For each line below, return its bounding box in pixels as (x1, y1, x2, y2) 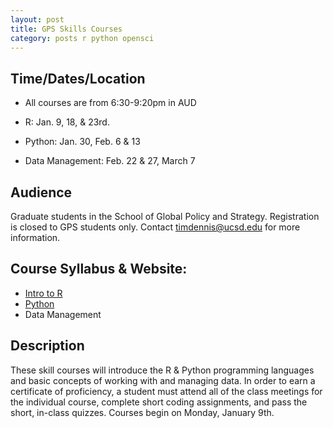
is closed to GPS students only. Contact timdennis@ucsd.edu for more (10, 221, 301, 233)
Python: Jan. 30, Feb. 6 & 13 (24, 136, 141, 148)
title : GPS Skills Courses (10, 24, 123, 34)
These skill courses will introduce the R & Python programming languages (10, 364, 315, 376)
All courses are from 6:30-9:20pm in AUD (24, 97, 197, 109)
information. (10, 232, 61, 243)
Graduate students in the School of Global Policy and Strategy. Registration (10, 211, 320, 222)
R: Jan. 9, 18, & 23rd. (24, 116, 110, 128)
